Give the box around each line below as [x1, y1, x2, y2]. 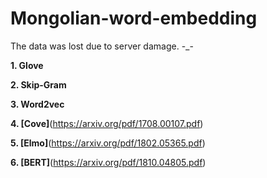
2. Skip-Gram [10, 78, 67, 91]
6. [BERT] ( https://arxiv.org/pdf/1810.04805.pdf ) [10, 156, 207, 168]
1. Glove [10, 59, 44, 71]
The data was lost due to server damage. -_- [10, 40, 194, 52]
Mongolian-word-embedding [10, 7, 258, 30]
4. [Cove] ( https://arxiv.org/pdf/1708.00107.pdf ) [10, 117, 204, 129]
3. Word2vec [10, 98, 65, 110]
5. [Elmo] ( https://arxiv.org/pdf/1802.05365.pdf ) [10, 137, 206, 149]
